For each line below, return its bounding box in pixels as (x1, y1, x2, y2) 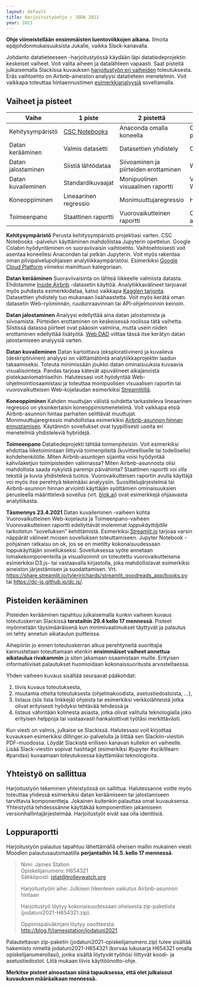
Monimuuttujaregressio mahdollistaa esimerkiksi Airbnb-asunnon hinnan (6, 417, 183, 424)
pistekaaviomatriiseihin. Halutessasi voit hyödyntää (6, 373, 131, 380)
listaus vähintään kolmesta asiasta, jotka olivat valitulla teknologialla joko (14, 709, 191, 716)
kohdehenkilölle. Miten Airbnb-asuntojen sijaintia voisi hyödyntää (6, 453, 165, 461)
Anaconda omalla (119, 124, 168, 132)
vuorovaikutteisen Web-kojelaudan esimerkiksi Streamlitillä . (6, 386, 152, 393)
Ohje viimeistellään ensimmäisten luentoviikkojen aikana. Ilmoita (6, 36, 169, 43)
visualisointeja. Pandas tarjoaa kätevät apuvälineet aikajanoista (6, 367, 160, 375)
